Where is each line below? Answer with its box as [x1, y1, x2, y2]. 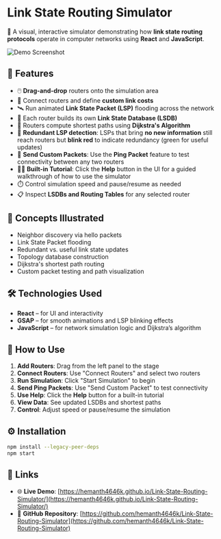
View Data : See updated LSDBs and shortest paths [16, 399, 161, 407]
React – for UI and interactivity [16, 310, 104, 318]
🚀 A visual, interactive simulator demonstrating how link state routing [7, 27, 203, 36]
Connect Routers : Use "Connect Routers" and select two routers [16, 369, 200, 377]
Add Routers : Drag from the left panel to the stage [16, 362, 159, 371]
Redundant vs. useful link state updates [16, 245, 129, 253]
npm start [7, 450, 36, 457]
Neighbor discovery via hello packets [16, 231, 122, 239]
